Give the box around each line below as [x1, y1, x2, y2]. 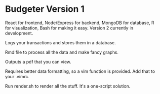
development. [5, 30, 33, 36]
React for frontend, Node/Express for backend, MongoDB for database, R [5, 20, 155, 26]
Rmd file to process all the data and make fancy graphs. [5, 49, 119, 55]
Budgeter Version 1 [5, 3, 85, 15]
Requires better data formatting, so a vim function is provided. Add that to [5, 68, 155, 74]
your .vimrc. [5, 73, 30, 79]
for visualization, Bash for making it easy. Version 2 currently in [5, 25, 133, 31]
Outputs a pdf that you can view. [5, 59, 72, 64]
